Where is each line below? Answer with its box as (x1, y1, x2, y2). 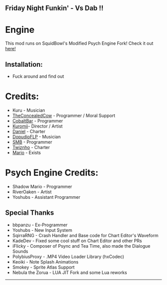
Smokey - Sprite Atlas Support (12, 264, 75, 270)
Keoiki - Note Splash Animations (12, 259, 79, 265)
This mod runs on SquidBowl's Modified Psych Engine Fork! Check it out (5, 40, 154, 46)
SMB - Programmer (12, 139, 52, 145)
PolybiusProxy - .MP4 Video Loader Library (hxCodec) (12, 254, 124, 260)
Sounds (12, 248, 28, 254)
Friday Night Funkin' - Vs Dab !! (5, 4, 104, 12)
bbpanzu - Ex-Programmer (12, 222, 68, 228)
